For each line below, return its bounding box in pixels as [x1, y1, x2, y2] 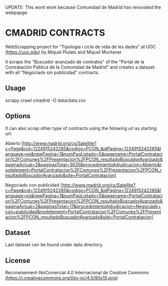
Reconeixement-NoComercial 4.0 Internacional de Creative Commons [5, 269, 149, 275]
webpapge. [5, 10, 28, 16]
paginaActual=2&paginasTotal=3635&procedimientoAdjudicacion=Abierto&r [5, 162, 162, 168]
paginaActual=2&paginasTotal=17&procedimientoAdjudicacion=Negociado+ [5, 203, 161, 209]
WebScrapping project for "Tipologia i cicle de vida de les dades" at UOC [5, 44, 156, 50]
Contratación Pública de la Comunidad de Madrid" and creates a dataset [5, 64, 155, 70]
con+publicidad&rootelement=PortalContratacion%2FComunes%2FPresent [5, 208, 161, 215]
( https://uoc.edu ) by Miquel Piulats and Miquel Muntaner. [5, 49, 123, 55]
